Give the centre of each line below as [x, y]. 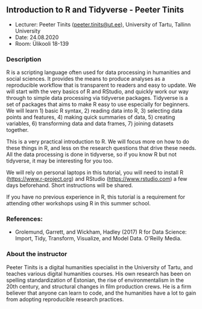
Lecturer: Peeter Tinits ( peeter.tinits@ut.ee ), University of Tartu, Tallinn [103, 24]
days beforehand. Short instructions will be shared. [70, 186]
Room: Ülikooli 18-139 [42, 43]
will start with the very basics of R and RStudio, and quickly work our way [97, 92]
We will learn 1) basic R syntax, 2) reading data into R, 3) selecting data [94, 111]
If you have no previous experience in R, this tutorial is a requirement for [96, 197]
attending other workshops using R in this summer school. [78, 204]
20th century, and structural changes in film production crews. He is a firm [99, 286]
